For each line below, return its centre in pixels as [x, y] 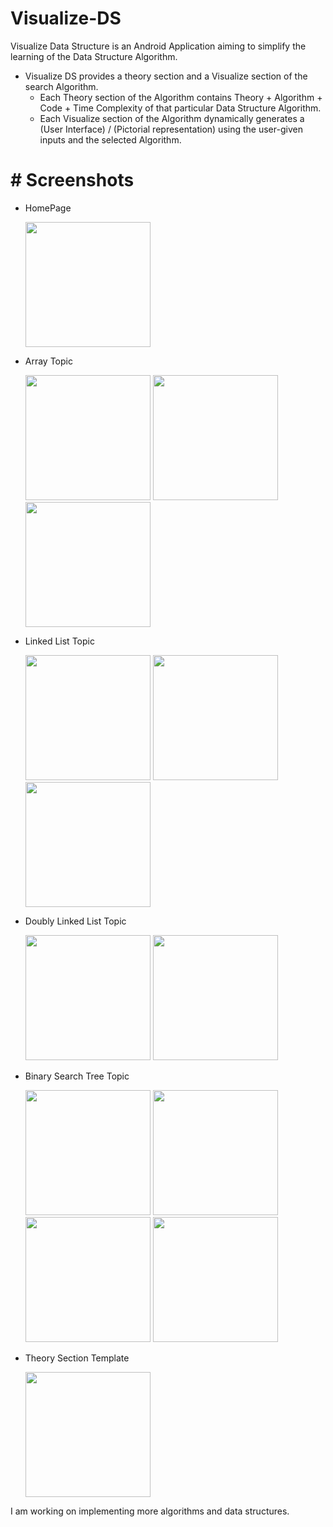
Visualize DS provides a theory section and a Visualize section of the [166, 76]
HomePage [48, 208]
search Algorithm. [61, 86]
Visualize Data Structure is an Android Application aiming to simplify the [158, 46]
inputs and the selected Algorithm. [110, 139]
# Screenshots [72, 180]
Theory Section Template [77, 1358]
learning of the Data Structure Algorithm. [94, 56]
